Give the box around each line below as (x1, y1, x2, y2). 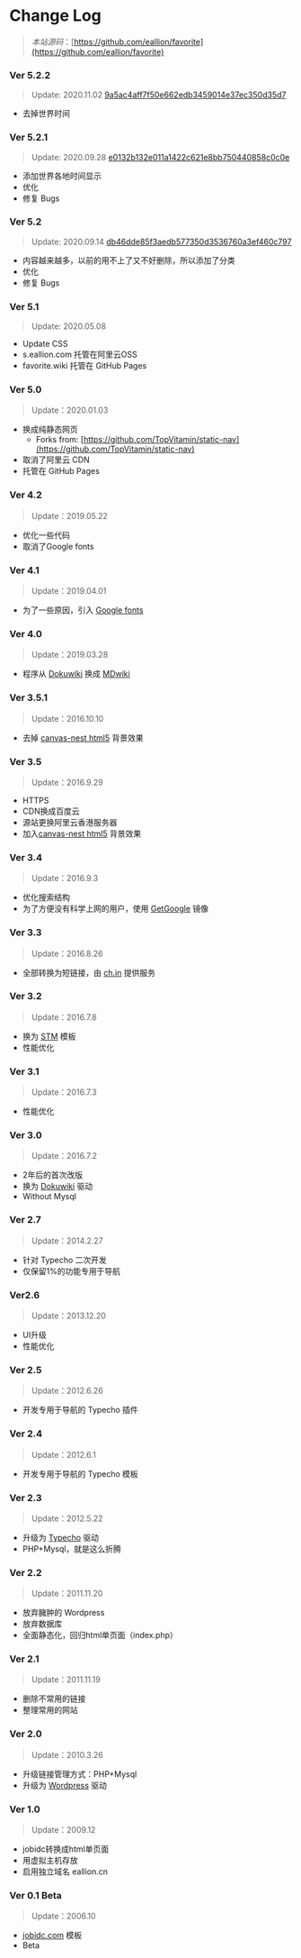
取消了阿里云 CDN (22, 454, 90, 465)
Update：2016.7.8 (31, 1011, 97, 1023)
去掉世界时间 (22, 108, 70, 119)
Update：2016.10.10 (31, 713, 104, 724)
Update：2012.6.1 (31, 1449, 96, 1460)
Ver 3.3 (9, 926, 42, 939)
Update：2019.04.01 (31, 586, 107, 597)
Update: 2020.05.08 (31, 321, 106, 332)
